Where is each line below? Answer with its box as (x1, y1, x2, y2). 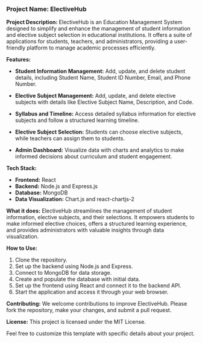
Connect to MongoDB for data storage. (14, 269, 112, 277)
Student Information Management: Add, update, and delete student (14, 68, 186, 75)
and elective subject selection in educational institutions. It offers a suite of (6, 31, 192, 39)
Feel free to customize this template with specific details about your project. (6, 330, 195, 337)
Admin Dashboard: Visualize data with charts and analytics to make (14, 147, 185, 154)
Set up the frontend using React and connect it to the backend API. (14, 282, 181, 289)
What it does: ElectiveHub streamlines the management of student (6, 207, 172, 214)
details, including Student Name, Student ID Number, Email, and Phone (14, 74, 191, 82)
